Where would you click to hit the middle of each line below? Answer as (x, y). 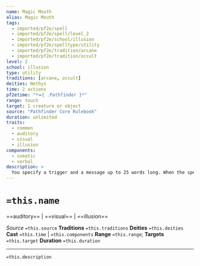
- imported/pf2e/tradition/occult (54, 56)
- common (22, 128)
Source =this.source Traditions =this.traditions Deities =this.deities (95, 228)
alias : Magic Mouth (30, 17)
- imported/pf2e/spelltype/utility (56, 45)
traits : (16, 123)
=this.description (29, 257)
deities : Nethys (26, 84)
